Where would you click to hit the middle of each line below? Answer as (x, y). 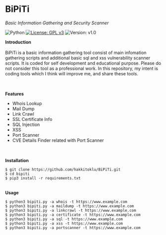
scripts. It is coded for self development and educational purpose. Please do (83, 63)
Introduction (18, 42)
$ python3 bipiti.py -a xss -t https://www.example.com (64, 223)
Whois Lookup (27, 103)
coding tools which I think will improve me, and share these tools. (72, 73)
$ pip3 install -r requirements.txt (43, 178)
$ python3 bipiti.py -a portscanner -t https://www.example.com (73, 228)
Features (14, 94)
